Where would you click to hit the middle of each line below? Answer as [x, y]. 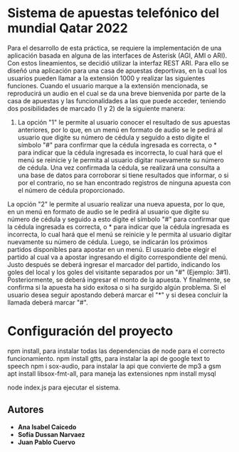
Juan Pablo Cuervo [47, 442]
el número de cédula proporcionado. [71, 190]
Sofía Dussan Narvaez [51, 434]
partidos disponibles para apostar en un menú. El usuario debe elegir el [112, 249]
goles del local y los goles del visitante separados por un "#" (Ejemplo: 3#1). [119, 272]
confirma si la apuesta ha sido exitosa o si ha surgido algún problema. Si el [117, 287]
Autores [26, 410]
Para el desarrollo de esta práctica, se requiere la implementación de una [115, 48]
